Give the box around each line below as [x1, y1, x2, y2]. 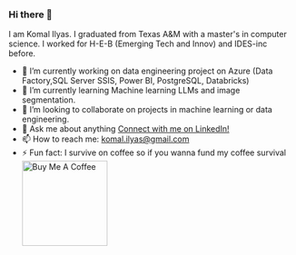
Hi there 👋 [8, 8, 54, 21]
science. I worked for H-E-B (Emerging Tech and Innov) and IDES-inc [8, 38, 268, 49]
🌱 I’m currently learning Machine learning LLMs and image [21, 85, 241, 96]
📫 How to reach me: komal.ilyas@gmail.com [21, 133, 190, 144]
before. [8, 48, 36, 59]
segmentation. [21, 94, 76, 105]
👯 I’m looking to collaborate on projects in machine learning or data [21, 104, 273, 115]
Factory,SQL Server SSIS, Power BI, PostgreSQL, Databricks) [21, 75, 250, 86]
